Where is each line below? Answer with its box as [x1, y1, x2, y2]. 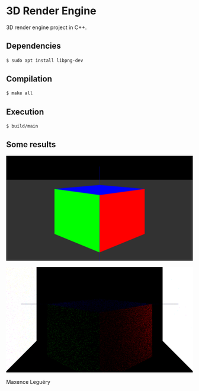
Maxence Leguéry [6, 378, 50, 385]
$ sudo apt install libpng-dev [6, 58, 84, 63]
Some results [6, 139, 56, 150]
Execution [6, 107, 44, 117]
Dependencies [6, 41, 61, 51]
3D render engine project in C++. [6, 24, 87, 31]
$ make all [6, 90, 33, 96]
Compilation [6, 74, 52, 84]
